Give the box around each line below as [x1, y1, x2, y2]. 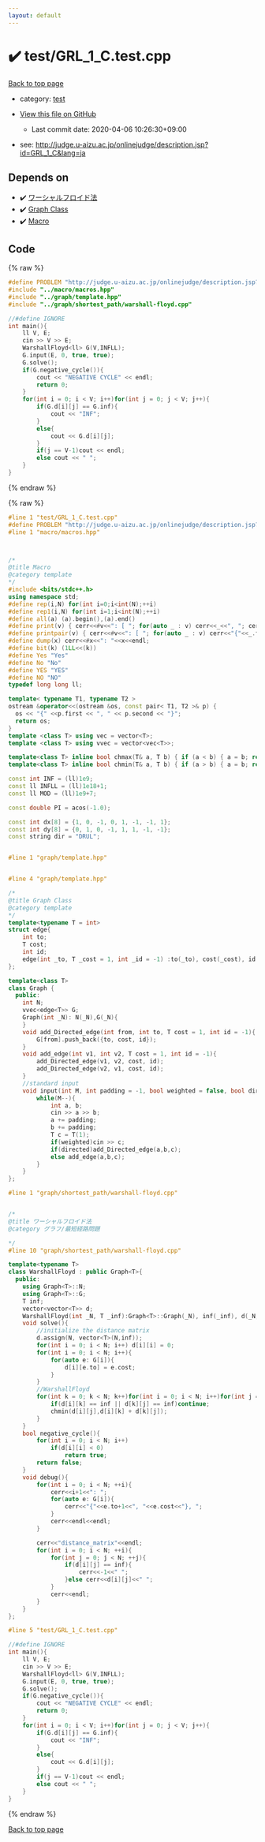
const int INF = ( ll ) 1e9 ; [8, 775, 93, 783]
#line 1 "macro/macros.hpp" [8, 528, 101, 536]
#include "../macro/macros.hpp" [8, 286, 114, 294]
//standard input [22, 1079, 80, 1087]
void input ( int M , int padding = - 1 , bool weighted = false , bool [22, 1086, 245, 1095]
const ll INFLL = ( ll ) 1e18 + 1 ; [8, 783, 108, 790]
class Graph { [8, 984, 55, 992]
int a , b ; [50, 1101, 83, 1109]
